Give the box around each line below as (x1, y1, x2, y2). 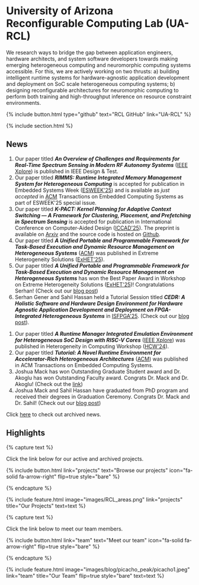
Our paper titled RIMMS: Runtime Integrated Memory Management (14, 173, 182, 181)
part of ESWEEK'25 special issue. (14, 199, 97, 206)
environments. (6, 99, 41, 106)
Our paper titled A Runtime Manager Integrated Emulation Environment (14, 330, 193, 337)
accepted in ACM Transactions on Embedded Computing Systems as (14, 192, 184, 200)
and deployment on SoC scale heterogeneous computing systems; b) (6, 80, 176, 87)
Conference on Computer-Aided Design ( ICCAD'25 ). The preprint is (14, 224, 180, 232)
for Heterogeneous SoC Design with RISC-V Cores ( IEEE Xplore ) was (14, 336, 185, 343)
